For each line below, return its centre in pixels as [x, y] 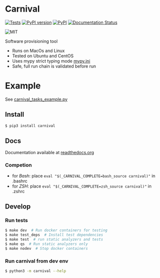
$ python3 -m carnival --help [36, 271]
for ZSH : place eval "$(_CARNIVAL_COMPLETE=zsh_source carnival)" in [82, 186]
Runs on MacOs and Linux [38, 51]
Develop [18, 207]
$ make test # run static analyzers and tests [54, 240]
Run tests [17, 220]
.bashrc [20, 181]
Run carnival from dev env [37, 261]
